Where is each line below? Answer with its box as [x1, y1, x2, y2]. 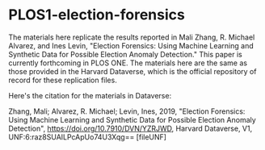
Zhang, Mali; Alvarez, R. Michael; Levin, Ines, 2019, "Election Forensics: [8, 106, 246, 116]
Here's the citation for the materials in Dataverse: [8, 90, 172, 100]
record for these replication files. [8, 75, 117, 85]
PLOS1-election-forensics [8, 6, 186, 24]
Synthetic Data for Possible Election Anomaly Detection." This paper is [8, 49, 242, 59]
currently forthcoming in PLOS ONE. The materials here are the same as [8, 58, 248, 68]
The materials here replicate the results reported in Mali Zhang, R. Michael [8, 32, 255, 42]
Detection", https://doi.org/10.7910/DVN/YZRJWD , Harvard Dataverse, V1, [8, 123, 253, 133]
